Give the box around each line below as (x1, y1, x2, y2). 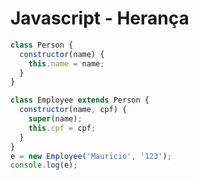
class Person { (10, 40, 74, 50)
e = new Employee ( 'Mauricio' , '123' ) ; (10, 151, 172, 161)
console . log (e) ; (10, 160, 78, 171)
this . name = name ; (28, 58, 105, 69)
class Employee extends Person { (10, 95, 150, 106)
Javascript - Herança (10, 7, 190, 30)
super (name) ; (28, 114, 83, 124)
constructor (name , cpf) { (19, 105, 128, 115)
